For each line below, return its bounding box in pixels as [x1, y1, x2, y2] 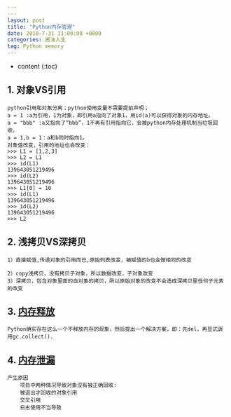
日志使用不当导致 [20, 404, 62, 411]
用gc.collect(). [7, 334, 54, 341]
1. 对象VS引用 [7, 84, 66, 96]
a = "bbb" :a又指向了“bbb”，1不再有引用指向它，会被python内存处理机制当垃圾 [7, 119, 213, 126]
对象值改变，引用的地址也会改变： [7, 142, 91, 149]
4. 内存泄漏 [7, 354, 55, 366]
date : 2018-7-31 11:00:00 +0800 [7, 29, 101, 37]
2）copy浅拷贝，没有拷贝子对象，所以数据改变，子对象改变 [7, 270, 154, 277]
